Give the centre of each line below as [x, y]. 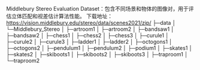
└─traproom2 [23, 61]
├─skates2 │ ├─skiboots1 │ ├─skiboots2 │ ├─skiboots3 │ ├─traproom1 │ [97, 54]
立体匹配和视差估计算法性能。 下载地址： [62, 16]
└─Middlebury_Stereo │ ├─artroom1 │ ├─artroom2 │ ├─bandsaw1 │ [90, 29]
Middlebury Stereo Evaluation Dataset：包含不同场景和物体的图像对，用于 [97, 9]
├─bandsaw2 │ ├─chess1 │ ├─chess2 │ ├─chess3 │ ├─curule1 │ [88, 35]
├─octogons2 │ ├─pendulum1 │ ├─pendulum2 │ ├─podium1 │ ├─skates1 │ [99, 48]
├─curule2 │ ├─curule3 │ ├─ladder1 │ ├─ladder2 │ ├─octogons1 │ [89, 42]
